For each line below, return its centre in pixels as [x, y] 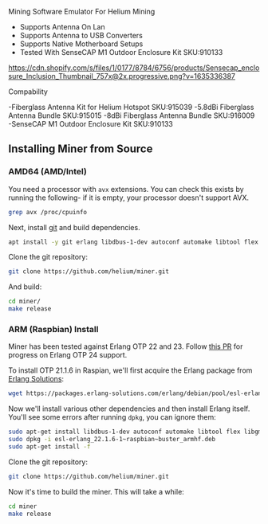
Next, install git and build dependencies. [75, 227]
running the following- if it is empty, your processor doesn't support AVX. [129, 197]
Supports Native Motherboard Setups [81, 44]
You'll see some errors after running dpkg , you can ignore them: [112, 417]
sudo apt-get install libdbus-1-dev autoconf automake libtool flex [124, 432]
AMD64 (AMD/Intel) [48, 172]
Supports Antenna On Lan [62, 27]
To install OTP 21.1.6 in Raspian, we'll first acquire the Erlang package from [130, 370]
